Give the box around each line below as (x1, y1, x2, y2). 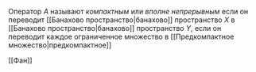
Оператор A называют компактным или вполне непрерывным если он (8, 7, 249, 16)
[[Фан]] (8, 55, 33, 65)
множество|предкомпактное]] (8, 40, 112, 50)
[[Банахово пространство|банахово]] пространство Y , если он (8, 24, 222, 32)
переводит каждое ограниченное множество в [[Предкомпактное (8, 32, 235, 41)
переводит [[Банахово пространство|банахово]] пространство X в (8, 15, 235, 25)
